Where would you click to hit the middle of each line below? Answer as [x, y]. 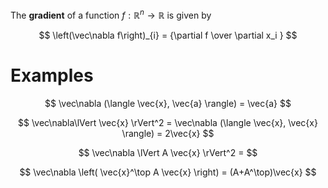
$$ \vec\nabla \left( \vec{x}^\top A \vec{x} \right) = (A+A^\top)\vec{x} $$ [168, 172]
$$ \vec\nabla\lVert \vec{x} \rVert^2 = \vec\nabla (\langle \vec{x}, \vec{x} [168, 122]
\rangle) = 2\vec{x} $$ [168, 133]
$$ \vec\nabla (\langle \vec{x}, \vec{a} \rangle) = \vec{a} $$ [168, 103]
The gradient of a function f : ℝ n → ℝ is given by [111, 14]
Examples [52, 75]
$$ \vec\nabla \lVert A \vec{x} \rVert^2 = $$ [168, 152]
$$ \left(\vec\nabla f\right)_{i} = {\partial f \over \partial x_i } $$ [168, 35]
